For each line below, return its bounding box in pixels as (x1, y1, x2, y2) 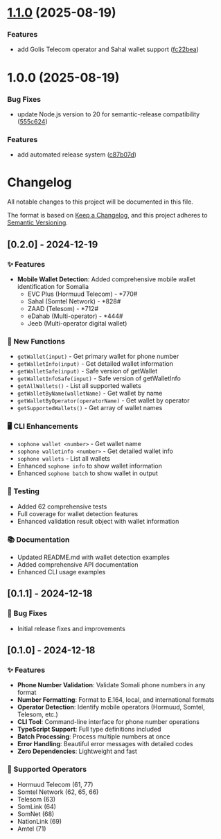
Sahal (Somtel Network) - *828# (27, 297, 121, 306)
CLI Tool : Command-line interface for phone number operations (17, 718, 200, 726)
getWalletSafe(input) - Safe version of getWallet (17, 367, 158, 376)
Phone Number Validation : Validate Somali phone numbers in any (17, 681, 206, 689)
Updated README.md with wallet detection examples (17, 553, 170, 562)
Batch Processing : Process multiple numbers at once (17, 732, 170, 741)
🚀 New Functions (7, 336, 66, 346)
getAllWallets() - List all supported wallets (17, 382, 142, 390)
